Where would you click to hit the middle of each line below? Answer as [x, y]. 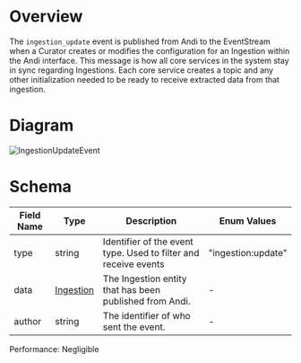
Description [151, 220]
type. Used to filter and [151, 252]
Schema [40, 187]
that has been [132, 289]
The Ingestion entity [145, 279]
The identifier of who [146, 315]
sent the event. [134, 327]
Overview [46, 17]
